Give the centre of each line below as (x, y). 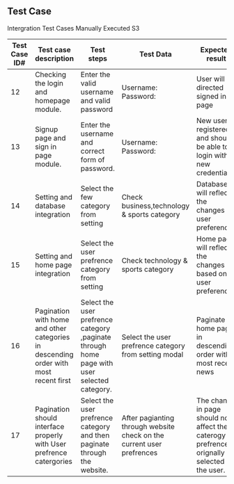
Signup (46, 129)
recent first (53, 380)
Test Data (155, 54)
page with (97, 363)
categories (52, 337)
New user (212, 120)
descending (54, 354)
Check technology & (155, 260)
